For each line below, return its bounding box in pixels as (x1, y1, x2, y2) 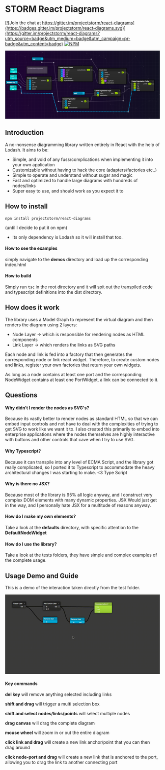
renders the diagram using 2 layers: (5, 322, 77, 328)
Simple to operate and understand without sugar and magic (12, 172, 133, 178)
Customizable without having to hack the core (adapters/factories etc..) (12, 167, 157, 173)
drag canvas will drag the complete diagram (5, 720, 95, 726)
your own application (12, 161, 55, 167)
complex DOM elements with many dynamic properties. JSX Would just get (5, 497, 157, 503)
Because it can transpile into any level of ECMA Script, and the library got (5, 459, 154, 465)
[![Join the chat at (5, 20, 41, 26)
